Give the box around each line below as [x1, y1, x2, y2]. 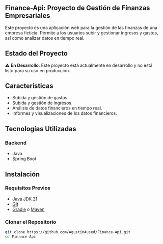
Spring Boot [12, 156, 37, 162]
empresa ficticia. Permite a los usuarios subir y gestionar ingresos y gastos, [5, 29, 159, 36]
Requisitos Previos [5, 185, 51, 191]
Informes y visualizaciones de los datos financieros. [12, 110, 117, 116]
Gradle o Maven [12, 206, 45, 212]
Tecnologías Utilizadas [5, 125, 77, 133]
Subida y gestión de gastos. [12, 95, 69, 101]
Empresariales [5, 12, 51, 20]
